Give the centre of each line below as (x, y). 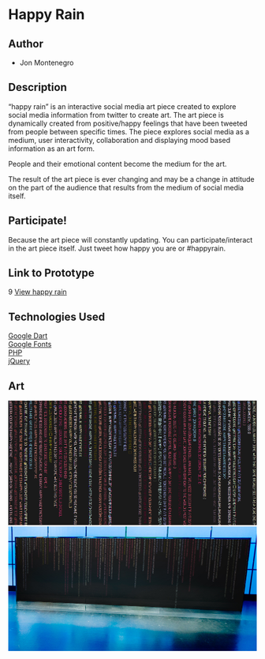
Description (37, 87)
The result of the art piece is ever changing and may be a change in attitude (131, 179)
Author (26, 44)
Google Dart (28, 336)
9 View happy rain (37, 292)
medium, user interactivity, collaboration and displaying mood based (119, 140)
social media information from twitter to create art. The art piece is (116, 115)
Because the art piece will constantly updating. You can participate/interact (131, 239)
